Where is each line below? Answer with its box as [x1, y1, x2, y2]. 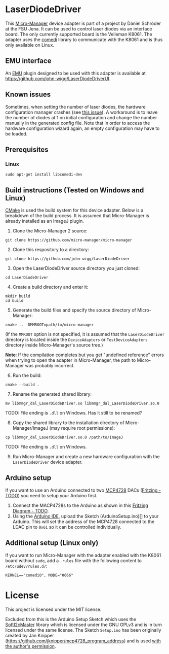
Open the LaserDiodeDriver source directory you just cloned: [12, 265, 140, 271]
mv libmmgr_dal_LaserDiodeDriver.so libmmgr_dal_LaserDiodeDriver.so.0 [5, 401, 159, 406]
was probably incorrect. [25, 363, 75, 369]
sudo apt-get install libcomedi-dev [5, 172, 82, 177]
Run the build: [12, 372, 42, 378]
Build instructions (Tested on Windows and [5, 186, 144, 194]
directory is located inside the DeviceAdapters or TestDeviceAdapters [5, 336, 148, 343]
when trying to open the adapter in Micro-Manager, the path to [5, 357, 136, 363]
